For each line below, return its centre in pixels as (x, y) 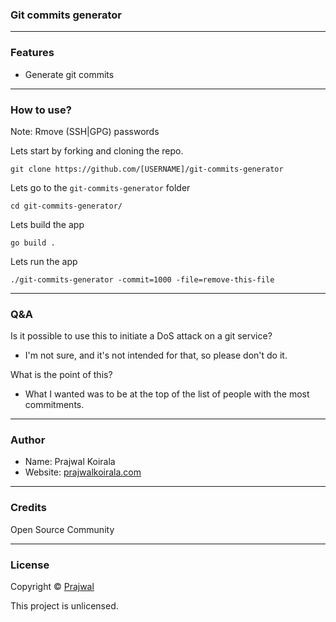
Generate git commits (69, 74)
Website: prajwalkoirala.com (83, 472)
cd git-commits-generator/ (66, 206)
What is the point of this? (61, 375)
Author (28, 440)
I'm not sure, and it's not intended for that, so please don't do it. (156, 355)
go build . (33, 243)
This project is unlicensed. (64, 606)
